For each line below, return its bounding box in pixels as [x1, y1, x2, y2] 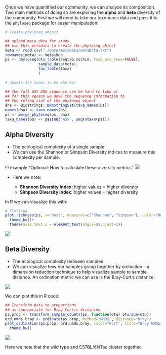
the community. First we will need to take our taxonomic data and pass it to [5, 15, 158, 20]
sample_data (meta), [38, 62, 79, 67]
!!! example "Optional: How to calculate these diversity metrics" [5, 164, 134, 170]
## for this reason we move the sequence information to [5, 94, 125, 99]
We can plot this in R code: [5, 293, 60, 299]
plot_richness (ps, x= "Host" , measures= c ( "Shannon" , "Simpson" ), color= [5, 213, 156, 218]
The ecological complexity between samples [12, 258, 104, 264]
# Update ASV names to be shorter [5, 80, 77, 85]
